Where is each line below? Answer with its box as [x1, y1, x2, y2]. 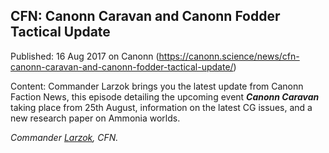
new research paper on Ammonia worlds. [10, 112, 181, 124]
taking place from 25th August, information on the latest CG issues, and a [10, 101, 313, 113]
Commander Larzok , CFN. [10, 131, 119, 143]
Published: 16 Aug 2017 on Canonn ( [10, 50, 160, 62]
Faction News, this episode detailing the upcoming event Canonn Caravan [10, 90, 320, 103]
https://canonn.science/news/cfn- [158, 50, 300, 62]
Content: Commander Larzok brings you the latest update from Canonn [10, 80, 304, 92]
